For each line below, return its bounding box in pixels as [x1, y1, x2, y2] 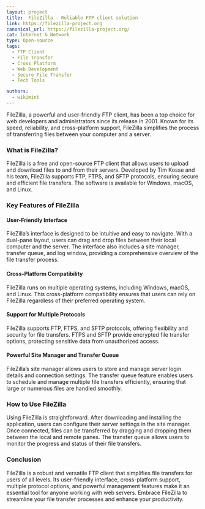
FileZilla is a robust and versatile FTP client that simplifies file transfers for [6, 469, 193, 476]
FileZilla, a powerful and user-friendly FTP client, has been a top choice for [6, 111, 195, 118]
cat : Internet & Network [6, 32, 70, 38]
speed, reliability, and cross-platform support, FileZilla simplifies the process [6, 124, 199, 131]
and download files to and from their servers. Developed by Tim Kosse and [6, 166, 195, 174]
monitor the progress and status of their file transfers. [6, 440, 142, 448]
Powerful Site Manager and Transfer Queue [6, 351, 119, 359]
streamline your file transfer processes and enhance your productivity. [6, 495, 184, 503]
